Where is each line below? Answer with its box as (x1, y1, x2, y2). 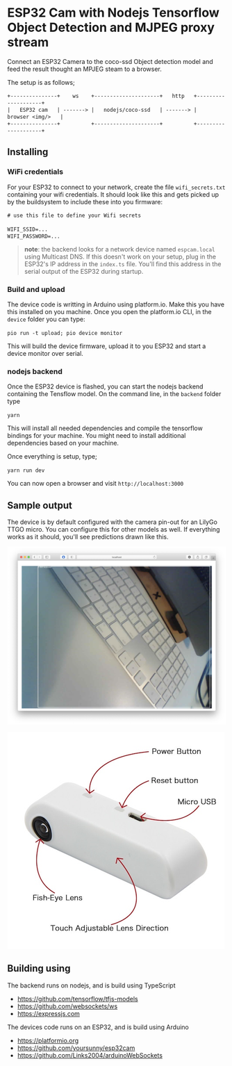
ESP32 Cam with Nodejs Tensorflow (7, 5, 220, 21)
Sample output (7, 499, 73, 511)
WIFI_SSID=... (7, 226, 49, 233)
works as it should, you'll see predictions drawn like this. (7, 533, 169, 541)
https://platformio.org (17, 1036, 79, 1044)
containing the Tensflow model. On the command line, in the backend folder (7, 390, 222, 398)
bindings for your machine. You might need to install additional (7, 432, 186, 440)
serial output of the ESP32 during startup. (24, 267, 144, 275)
